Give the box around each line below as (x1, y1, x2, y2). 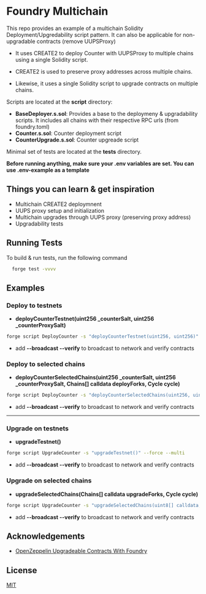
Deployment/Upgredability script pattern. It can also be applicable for (6, 31, 182, 38)
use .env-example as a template (6, 166, 90, 173)
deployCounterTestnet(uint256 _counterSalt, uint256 (15, 315, 154, 322)
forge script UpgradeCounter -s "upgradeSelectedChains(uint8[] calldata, (6, 502, 202, 508)
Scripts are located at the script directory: (6, 98, 113, 105)
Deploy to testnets (6, 301, 63, 310)
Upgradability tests (15, 219, 64, 227)
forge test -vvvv (12, 265, 56, 272)
